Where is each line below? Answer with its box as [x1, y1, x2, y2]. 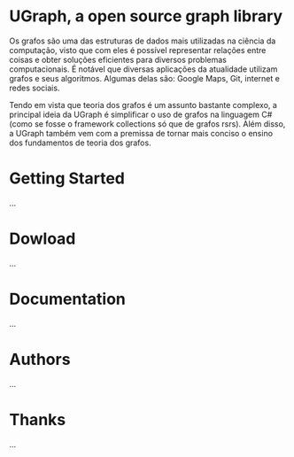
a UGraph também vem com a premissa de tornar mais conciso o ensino [9, 128, 273, 138]
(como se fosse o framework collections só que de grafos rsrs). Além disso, [9, 118, 286, 129]
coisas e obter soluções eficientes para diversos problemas [9, 54, 228, 65]
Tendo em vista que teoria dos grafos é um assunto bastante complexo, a [9, 99, 277, 110]
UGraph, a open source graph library [9, 6, 283, 27]
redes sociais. [9, 82, 60, 93]
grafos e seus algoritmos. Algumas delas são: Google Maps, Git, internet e [9, 73, 281, 83]
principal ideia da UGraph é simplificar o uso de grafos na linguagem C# [9, 109, 273, 120]
